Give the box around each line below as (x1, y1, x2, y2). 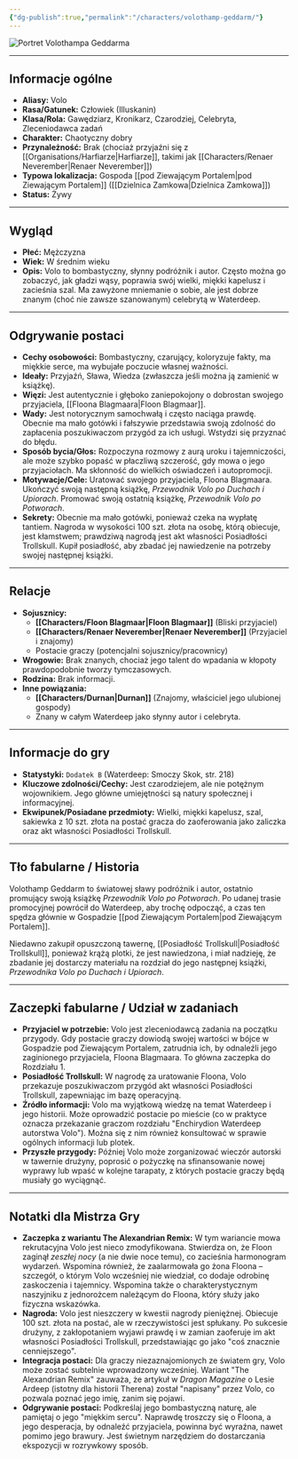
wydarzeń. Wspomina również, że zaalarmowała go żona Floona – (21, 1261, 263, 1272)
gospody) (35, 702, 71, 712)
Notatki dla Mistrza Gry (9, 1209, 140, 1224)
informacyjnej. (21, 797, 75, 808)
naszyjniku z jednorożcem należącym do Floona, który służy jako (21, 1289, 260, 1300)
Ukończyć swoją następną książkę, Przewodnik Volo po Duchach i (21, 484, 264, 495)
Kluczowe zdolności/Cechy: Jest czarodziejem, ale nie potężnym (21, 778, 264, 789)
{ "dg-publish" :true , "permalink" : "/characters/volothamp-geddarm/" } (9, 12, 264, 22)
